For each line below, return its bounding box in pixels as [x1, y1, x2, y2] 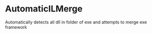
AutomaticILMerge [5, 3, 83, 14]
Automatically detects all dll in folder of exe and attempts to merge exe [5, 19, 147, 25]
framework [5, 24, 27, 30]
